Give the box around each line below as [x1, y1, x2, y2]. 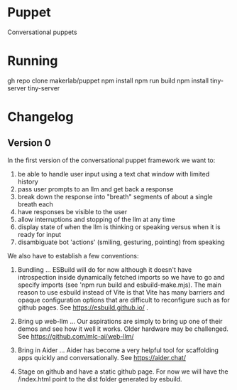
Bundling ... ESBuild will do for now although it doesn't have [17, 265, 192, 274]
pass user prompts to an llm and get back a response [17, 184, 174, 193]
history [17, 177, 39, 186]
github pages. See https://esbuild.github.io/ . [17, 303, 149, 312]
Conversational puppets [7, 28, 77, 36]
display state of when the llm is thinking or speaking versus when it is [17, 222, 221, 231]
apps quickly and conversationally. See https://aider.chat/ [17, 353, 187, 362]
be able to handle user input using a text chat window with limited [17, 169, 210, 178]
